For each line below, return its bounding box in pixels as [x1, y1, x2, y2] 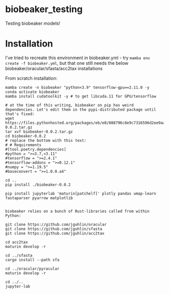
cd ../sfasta [5, 253, 33, 258]
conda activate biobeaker [5, 89, 59, 94]
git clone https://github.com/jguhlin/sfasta [5, 226, 102, 231]
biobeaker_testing [5, 4, 83, 15]
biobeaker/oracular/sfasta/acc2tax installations [5, 65, 103, 71]
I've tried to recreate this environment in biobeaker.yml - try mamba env [5, 55, 150, 61]
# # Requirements [5, 142, 42, 148]
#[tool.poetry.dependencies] [5, 146, 66, 152]
